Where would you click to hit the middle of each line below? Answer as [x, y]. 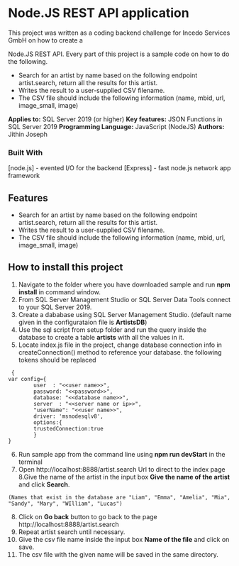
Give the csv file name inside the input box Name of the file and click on [124, 539]
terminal [30, 462]
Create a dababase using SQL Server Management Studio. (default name [125, 314]
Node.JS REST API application [99, 13]
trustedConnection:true [68, 428]
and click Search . [44, 484]
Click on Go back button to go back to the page [88, 516]
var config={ [27, 379]
